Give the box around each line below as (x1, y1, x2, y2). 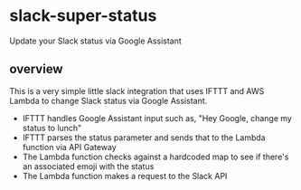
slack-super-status (9, 5, 157, 26)
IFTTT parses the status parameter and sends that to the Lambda (22, 132, 266, 143)
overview (9, 62, 63, 77)
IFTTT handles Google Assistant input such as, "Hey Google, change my (22, 112, 292, 123)
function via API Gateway (22, 141, 118, 152)
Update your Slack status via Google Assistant (9, 35, 183, 46)
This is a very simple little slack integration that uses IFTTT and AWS (9, 85, 265, 96)
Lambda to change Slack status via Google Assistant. (9, 95, 208, 106)
